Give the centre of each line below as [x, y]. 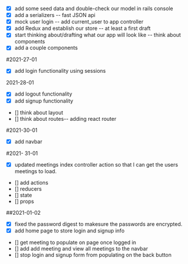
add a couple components [46, 48]
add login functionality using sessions [60, 71]
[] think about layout [39, 112]
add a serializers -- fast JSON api [55, 15]
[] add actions [31, 182]
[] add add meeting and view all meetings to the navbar [81, 248]
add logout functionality [43, 94]
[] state [23, 195]
